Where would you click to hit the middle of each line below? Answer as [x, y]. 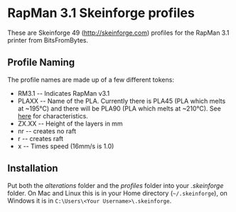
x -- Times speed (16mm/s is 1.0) [66, 146]
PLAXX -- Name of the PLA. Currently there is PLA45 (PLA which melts [122, 101]
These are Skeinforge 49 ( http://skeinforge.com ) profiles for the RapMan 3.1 [118, 33]
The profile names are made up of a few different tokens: [91, 79]
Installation [33, 168]
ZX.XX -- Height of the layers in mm [70, 123]
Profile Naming [41, 63]
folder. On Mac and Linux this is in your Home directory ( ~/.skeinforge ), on [117, 193]
